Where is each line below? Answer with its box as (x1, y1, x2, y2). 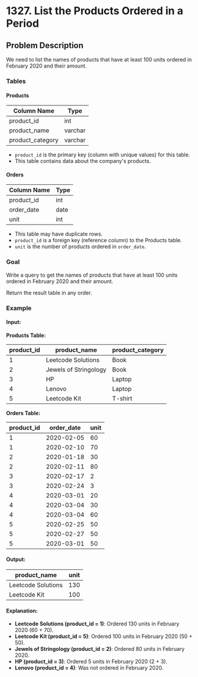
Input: (6, 319, 21, 326)
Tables (6, 77, 26, 85)
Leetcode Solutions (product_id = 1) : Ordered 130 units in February (14, 620, 180, 627)
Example (6, 304, 32, 312)
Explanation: (6, 607, 38, 614)
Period (6, 17, 40, 30)
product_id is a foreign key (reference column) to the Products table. (14, 237, 182, 244)
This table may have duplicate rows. (14, 230, 103, 238)
